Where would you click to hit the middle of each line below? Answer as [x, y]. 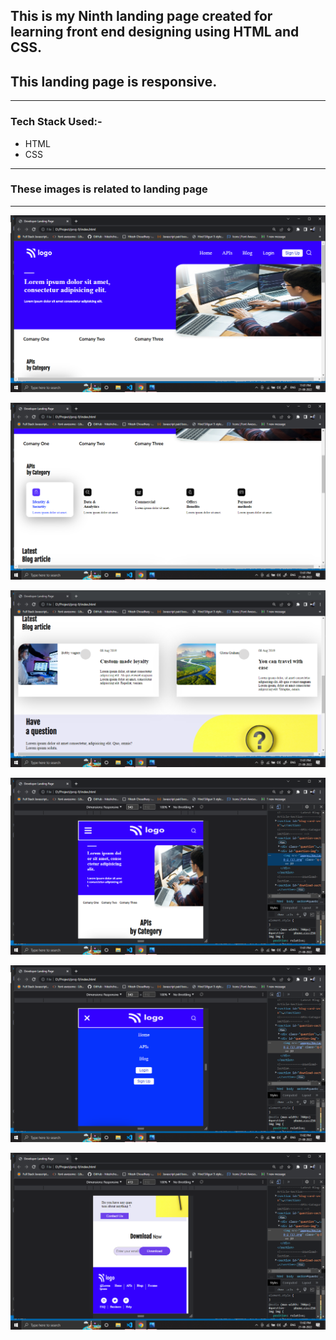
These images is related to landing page [109, 189]
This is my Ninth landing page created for [141, 16]
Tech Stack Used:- [56, 122]
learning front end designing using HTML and [155, 32]
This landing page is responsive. [114, 81]
